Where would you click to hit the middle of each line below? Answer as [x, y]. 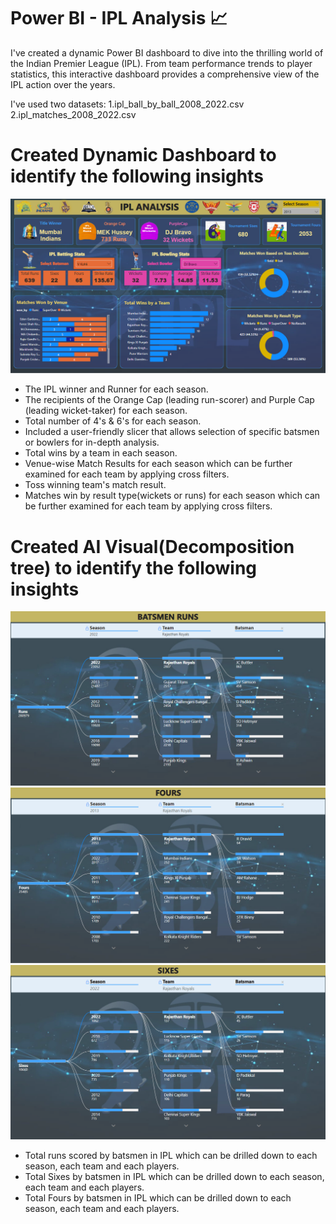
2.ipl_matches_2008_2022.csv [73, 114]
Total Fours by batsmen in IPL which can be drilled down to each [158, 1197]
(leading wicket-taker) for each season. [106, 411]
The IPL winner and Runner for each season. [116, 389]
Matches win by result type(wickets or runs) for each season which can [172, 496]
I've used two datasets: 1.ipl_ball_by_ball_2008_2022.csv [127, 104]
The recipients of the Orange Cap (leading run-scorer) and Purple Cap [169, 400]
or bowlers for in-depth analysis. [92, 442]
